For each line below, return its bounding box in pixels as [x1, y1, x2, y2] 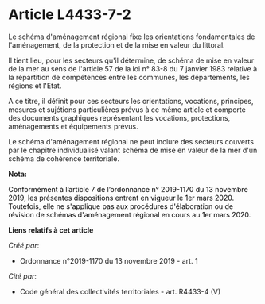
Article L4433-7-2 [8, 6, 131, 24]
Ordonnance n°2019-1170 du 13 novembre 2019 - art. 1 [19, 256, 198, 265]
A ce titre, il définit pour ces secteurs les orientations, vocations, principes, [8, 96, 254, 106]
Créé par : [8, 241, 40, 250]
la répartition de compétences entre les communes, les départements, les [8, 72, 251, 82]
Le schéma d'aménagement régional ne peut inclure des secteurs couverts [8, 137, 255, 146]
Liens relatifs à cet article [8, 225, 94, 235]
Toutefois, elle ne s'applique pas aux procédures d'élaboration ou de [8, 201, 234, 211]
